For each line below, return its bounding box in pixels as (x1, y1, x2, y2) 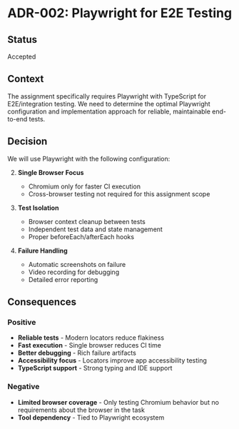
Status (7, 34, 38, 46)
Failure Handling (17, 246, 68, 255)
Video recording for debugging (28, 268, 120, 276)
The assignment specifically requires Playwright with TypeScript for (7, 91, 207, 101)
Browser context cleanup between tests (28, 217, 146, 226)
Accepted (7, 52, 36, 61)
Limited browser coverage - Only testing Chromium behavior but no (17, 398, 220, 406)
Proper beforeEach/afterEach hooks (28, 232, 134, 241)
